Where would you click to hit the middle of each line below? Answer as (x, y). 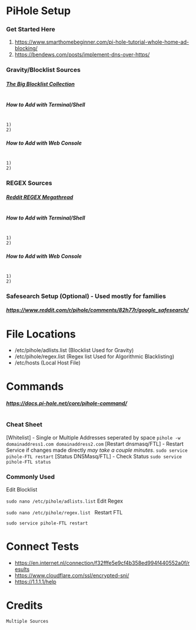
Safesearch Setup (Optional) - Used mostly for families (86, 296)
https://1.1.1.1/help (36, 582)
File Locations (41, 334)
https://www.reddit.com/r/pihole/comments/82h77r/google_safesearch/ (97, 310)
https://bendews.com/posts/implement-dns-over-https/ (82, 55)
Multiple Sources (27, 621)
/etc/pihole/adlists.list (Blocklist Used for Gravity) (74, 350)
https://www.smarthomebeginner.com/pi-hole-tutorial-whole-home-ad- (102, 42)
